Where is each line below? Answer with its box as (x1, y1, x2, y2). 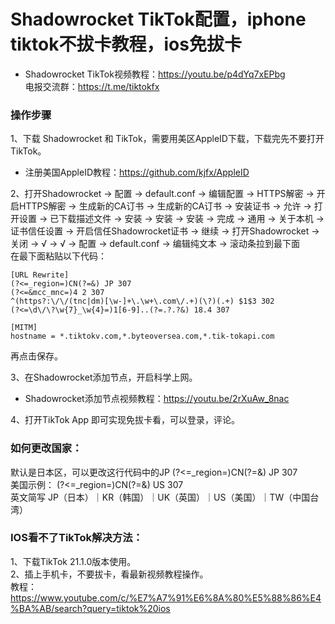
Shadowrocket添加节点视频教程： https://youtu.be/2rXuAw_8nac (24, 393, 290, 405)
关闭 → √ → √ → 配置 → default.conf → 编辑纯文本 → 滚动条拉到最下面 (10, 238, 300, 250)
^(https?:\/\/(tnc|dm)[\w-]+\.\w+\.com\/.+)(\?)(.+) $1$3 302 (10, 296, 275, 307)
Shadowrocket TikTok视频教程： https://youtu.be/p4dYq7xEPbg (24, 68, 286, 80)
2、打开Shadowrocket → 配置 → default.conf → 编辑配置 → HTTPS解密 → (10, 188, 315, 200)
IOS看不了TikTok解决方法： (10, 531, 143, 545)
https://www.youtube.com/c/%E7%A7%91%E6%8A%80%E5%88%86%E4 (10, 591, 322, 604)
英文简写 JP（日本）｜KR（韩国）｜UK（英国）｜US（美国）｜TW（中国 (10, 491, 311, 503)
